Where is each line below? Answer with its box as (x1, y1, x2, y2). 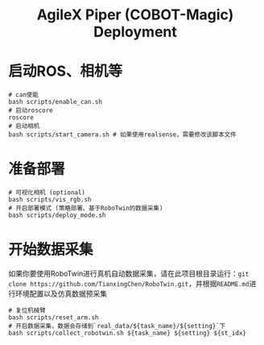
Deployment (93, 23, 177, 41)
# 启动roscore (8, 106, 54, 114)
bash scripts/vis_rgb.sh (8, 196, 92, 204)
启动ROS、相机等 (8, 62, 123, 81)
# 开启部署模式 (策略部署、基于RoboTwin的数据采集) (8, 204, 163, 213)
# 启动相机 (8, 123, 40, 131)
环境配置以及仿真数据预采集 (14, 289, 107, 298)
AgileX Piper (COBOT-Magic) (36, 6, 234, 24)
